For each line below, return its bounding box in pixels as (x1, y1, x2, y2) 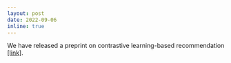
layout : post (7, 10, 45, 17)
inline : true (7, 23, 45, 29)
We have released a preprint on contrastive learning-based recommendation (7, 42, 225, 50)
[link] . (7, 49, 23, 57)
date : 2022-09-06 (7, 16, 57, 23)
